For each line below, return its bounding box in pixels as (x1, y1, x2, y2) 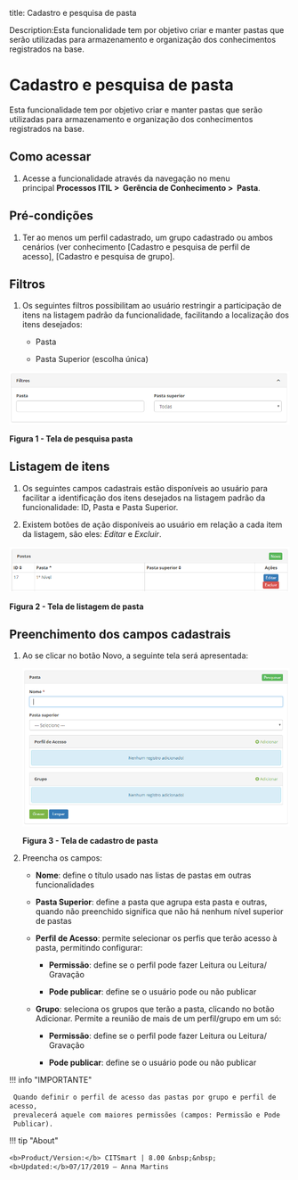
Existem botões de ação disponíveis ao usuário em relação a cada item (21, 519, 283, 530)
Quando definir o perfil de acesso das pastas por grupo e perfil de (12, 1093, 277, 1102)
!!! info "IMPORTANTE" (9, 1075, 93, 1085)
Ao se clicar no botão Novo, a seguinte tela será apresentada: (21, 650, 249, 661)
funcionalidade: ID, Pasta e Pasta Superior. (21, 501, 179, 512)
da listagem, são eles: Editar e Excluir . (21, 528, 162, 539)
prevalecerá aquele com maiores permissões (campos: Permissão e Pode (12, 1110, 280, 1120)
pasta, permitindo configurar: (35, 943, 143, 953)
